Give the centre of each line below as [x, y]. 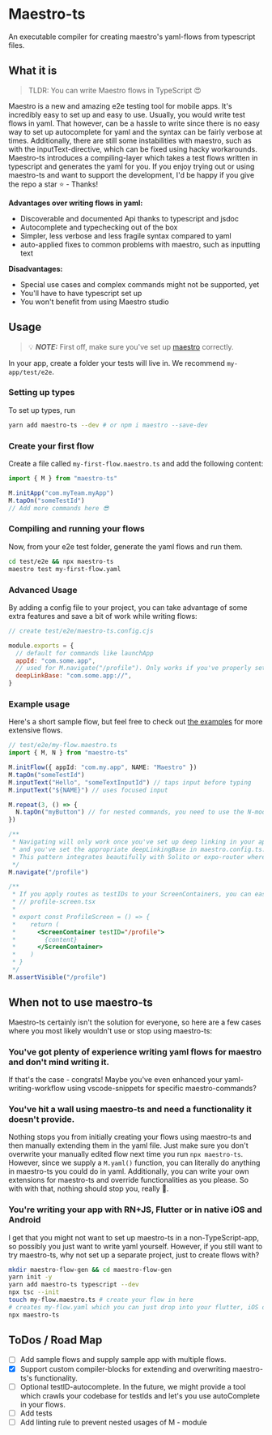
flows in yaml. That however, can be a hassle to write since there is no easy [134, 123]
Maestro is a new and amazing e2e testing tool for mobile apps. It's [120, 105]
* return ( [36, 924]
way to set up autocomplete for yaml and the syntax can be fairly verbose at [136, 131]
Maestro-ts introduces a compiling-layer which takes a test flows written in [133, 157]
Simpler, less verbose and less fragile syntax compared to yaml [126, 235]
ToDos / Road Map [55, 1340]
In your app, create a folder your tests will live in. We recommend [117, 363]
